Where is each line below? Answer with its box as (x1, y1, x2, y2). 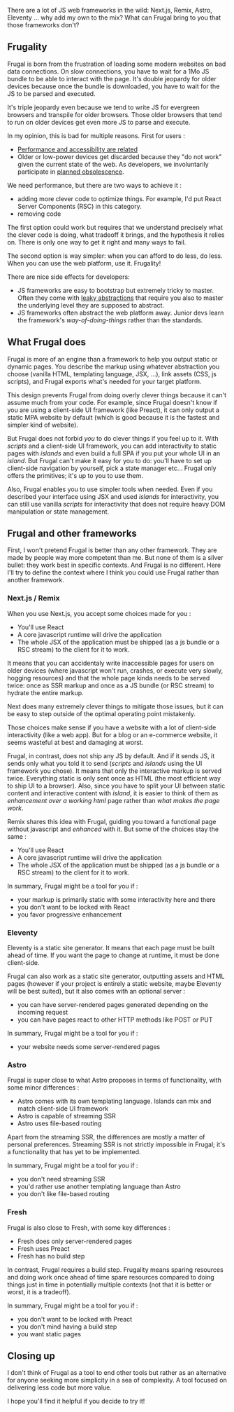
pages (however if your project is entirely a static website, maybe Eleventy (7, 980, 221, 988)
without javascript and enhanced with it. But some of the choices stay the (7, 825, 219, 833)
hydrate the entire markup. (7, 688, 84, 697)
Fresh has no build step (17, 1252, 85, 1260)
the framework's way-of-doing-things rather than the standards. (17, 315, 203, 324)
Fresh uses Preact (17, 1244, 70, 1253)
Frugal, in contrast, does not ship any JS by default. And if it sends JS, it (7, 751, 215, 760)
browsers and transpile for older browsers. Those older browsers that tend (7, 110, 222, 118)
